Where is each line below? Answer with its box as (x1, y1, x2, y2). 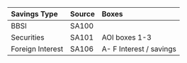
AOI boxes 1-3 (101, 33, 152, 42)
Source (69, 9, 96, 18)
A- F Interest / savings (101, 44, 177, 54)
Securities (11, 33, 45, 42)
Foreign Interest (11, 44, 64, 54)
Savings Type (11, 9, 58, 18)
